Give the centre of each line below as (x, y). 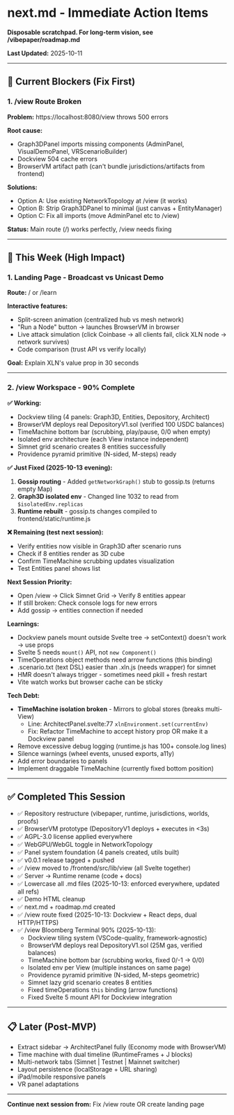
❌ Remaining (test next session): (55, 532)
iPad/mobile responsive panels (61, 1077)
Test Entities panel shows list (59, 568)
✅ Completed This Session (66, 797)
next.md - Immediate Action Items (108, 13)
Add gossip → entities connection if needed (80, 610)
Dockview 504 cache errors (57, 159)
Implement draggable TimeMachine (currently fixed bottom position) (116, 768)
